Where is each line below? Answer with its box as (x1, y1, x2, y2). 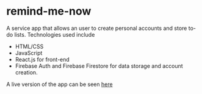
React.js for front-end (15, 56, 70, 63)
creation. (15, 68, 38, 76)
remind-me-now (6, 4, 92, 18)
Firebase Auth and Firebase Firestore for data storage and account (15, 62, 183, 70)
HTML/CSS (15, 43, 44, 50)
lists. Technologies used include (14, 31, 95, 38)
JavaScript (15, 49, 43, 56)
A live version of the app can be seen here (6, 81, 113, 88)
